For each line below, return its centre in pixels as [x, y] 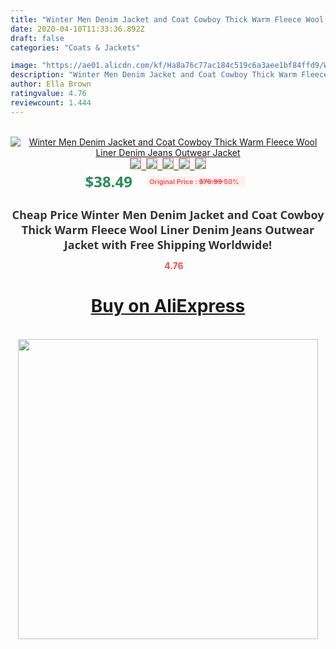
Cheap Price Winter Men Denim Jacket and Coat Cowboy [168, 214]
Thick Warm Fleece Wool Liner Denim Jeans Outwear [168, 229]
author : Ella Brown [51, 84]
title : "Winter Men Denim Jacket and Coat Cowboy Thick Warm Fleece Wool [167, 19]
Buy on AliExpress [168, 306]
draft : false [37, 38]
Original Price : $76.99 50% [194, 181]
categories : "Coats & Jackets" [75, 47]
